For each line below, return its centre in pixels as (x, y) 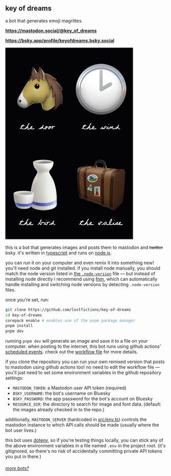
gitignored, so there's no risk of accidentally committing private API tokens (84, 451)
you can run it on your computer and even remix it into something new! (80, 263)
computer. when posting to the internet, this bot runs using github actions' (83, 346)
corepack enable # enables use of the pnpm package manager (71, 320)
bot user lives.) (21, 431)
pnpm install (19, 326)
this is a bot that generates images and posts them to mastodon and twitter (84, 247)
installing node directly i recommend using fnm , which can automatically (81, 279)
